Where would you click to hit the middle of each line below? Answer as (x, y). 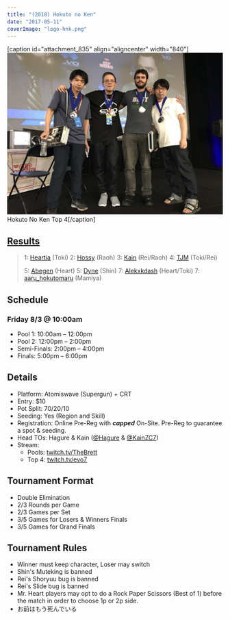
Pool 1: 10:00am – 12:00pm (54, 334)
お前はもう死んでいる (47, 609)
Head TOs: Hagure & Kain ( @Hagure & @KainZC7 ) (88, 438)
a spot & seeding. (41, 430)
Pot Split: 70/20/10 (43, 408)
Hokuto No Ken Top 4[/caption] (51, 220)
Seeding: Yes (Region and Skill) (61, 416)
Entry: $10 (31, 401)
